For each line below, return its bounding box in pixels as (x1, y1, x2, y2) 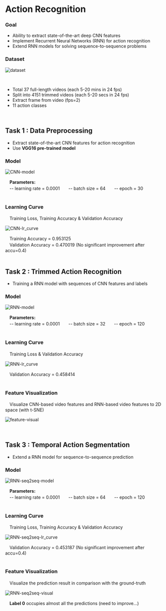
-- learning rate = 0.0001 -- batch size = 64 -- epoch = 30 (9, 185, 143, 191)
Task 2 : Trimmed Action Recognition (5, 267, 122, 276)
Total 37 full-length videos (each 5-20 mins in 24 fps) (12, 86, 122, 92)
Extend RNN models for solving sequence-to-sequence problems (12, 43, 147, 49)
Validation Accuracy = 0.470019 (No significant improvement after (9, 242, 145, 248)
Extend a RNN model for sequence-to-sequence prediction (12, 454, 134, 460)
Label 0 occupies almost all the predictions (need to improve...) (9, 600, 139, 606)
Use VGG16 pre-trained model (12, 145, 76, 151)
